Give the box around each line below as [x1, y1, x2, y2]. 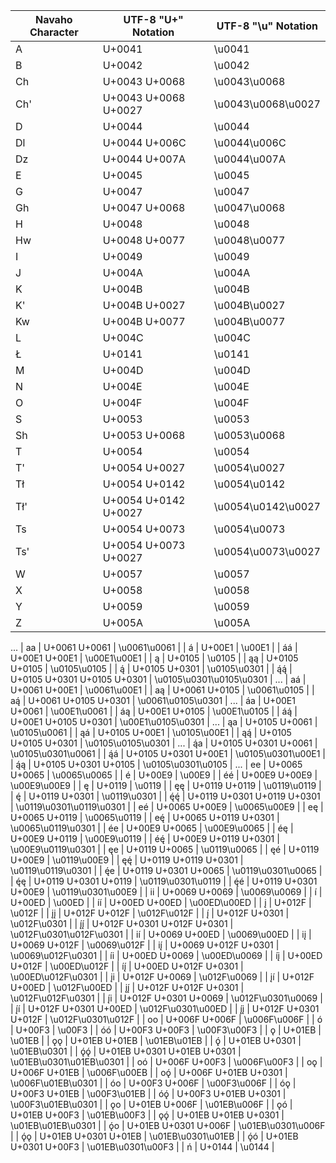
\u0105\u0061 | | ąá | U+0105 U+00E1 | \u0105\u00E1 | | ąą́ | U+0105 [10, 727, 292, 738]
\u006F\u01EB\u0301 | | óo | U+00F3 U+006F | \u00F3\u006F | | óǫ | [10, 1077, 297, 1089]
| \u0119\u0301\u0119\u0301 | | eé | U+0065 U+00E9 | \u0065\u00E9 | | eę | [10, 801, 324, 813]
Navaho [34, 13, 73, 26]
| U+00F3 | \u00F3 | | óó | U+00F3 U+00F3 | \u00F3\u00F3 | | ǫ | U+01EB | [10, 1024, 322, 1036]
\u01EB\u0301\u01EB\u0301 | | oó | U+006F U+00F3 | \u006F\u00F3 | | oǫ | [10, 1056, 323, 1068]
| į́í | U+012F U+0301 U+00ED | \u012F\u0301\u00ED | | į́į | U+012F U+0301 [10, 1003, 320, 1014]
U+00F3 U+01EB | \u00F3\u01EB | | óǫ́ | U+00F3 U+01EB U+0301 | [10, 1088, 287, 1099]
